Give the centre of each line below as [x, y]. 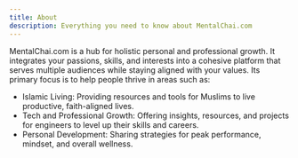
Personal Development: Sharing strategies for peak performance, [141, 134]
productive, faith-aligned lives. [78, 106]
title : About [33, 17]
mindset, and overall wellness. [77, 144]
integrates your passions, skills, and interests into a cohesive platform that [145, 60]
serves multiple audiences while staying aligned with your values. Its [135, 70]
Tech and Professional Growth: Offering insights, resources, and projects [155, 115]
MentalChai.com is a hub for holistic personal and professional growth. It [142, 51]
